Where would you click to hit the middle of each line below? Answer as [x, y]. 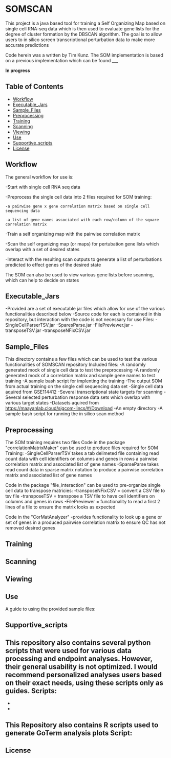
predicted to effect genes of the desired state [53, 265]
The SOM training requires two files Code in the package [65, 442]
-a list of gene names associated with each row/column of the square [82, 220]
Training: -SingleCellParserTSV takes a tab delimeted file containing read [82, 453]
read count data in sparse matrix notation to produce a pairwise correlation [84, 470]
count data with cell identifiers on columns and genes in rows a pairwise [81, 459]
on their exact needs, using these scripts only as [84, 683]
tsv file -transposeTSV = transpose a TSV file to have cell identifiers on [80, 496]
